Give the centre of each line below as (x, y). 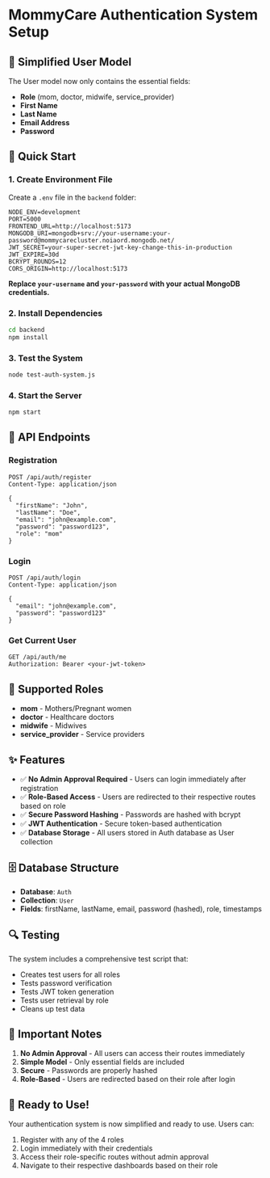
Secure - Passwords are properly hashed (89, 1071)
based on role (43, 806)
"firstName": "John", (52, 505)
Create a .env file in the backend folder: (73, 197)
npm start (25, 412)
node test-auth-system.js (52, 375)
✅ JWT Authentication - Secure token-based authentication (121, 823)
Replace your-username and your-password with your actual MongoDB (124, 284)
